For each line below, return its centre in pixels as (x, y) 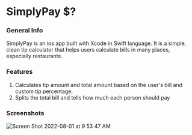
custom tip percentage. (44, 91)
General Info (25, 31)
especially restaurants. (34, 56)
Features (20, 72)
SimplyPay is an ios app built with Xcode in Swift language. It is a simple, (96, 43)
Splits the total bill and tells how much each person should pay (92, 97)
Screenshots (25, 113)
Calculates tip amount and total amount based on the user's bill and (98, 85)
